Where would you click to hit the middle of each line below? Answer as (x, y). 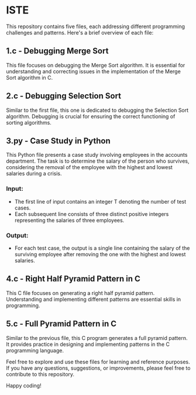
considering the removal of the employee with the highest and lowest (89, 167)
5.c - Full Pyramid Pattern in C (61, 324)
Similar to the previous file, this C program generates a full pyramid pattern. (97, 338)
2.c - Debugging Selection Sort (64, 96)
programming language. (35, 350)
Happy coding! (24, 385)
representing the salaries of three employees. (69, 220)
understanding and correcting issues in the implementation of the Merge (94, 71)
